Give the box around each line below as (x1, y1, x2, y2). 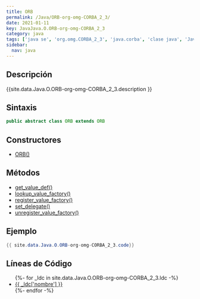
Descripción (6, 70, 52, 80)
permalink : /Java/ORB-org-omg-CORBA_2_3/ (6, 14, 111, 20)
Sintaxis (6, 102, 37, 113)
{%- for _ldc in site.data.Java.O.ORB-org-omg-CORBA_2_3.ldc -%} (14, 275, 179, 282)
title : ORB (6, 8, 33, 15)
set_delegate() (14, 203, 51, 210)
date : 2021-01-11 (6, 20, 49, 26)
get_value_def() (14, 183, 53, 191)
